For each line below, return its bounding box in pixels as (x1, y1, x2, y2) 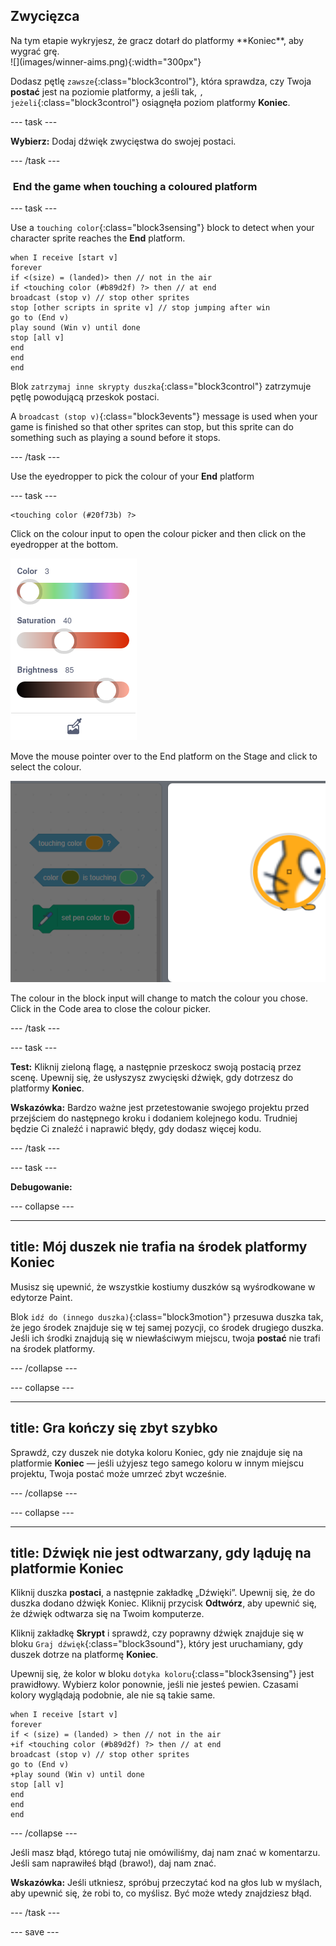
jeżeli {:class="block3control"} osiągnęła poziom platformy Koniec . (10, 96, 291, 108)
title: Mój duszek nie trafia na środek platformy (10, 1239, 308, 1256)
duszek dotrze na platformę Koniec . (10, 1649, 159, 1661)
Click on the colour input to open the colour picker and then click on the (10, 528, 307, 540)
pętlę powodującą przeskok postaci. (10, 391, 160, 403)
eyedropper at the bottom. (10, 539, 119, 551)
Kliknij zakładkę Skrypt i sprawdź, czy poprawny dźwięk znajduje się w (10, 1627, 305, 1639)
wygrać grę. (10, 45, 60, 57)
